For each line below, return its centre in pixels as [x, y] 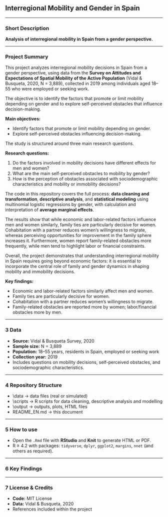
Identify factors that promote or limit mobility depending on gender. [82, 128]
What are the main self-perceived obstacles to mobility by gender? [81, 173]
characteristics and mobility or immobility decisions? [66, 184]
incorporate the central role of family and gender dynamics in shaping [77, 266]
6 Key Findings [24, 468]
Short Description [27, 28]
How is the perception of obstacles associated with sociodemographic [85, 179]
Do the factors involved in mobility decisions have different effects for [84, 163]
